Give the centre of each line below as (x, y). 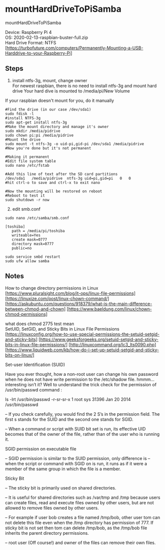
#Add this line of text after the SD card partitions (62, 174)
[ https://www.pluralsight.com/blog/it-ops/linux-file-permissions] (70, 293)
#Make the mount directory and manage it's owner (57, 126)
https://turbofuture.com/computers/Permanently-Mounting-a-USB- (75, 48)
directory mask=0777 (33, 244)
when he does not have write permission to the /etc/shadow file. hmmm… (80, 379)
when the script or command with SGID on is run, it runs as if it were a (76, 463)
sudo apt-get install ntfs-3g (36, 122)
